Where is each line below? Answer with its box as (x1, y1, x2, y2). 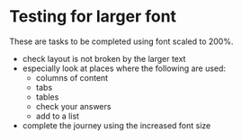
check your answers (35, 101, 112, 111)
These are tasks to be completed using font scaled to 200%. (9, 36, 234, 47)
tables (35, 92, 59, 102)
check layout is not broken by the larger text (22, 53, 186, 64)
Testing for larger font (9, 6, 177, 27)
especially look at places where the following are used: (22, 63, 227, 74)
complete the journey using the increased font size (22, 119, 211, 131)
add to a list (35, 110, 79, 121)
